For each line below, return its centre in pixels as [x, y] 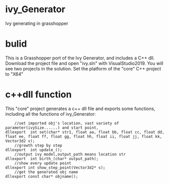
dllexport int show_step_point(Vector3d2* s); [55, 168]
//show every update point [43, 163]
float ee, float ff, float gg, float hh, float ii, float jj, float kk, [84, 136]
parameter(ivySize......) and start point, [52, 128]
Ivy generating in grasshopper [37, 23]
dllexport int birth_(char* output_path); [52, 159]
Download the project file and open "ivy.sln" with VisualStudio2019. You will [84, 63]
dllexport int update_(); [34, 150]
